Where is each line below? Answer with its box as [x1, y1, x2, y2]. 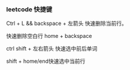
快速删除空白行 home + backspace [6, 33, 92, 40]
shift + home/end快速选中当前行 [6, 58, 86, 65]
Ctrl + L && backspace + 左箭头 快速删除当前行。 [6, 20, 128, 27]
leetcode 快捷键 [6, 5, 53, 13]
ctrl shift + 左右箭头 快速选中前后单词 [6, 45, 98, 52]
